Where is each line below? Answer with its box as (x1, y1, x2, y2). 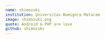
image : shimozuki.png (5, 17, 52, 22)
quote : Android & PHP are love (5, 21, 73, 27)
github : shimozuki (5, 26, 45, 31)
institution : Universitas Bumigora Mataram (5, 12, 100, 17)
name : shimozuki (5, 7, 40, 13)
